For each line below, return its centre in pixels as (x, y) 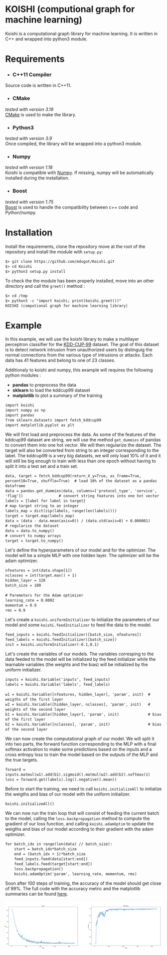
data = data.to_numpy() (30, 531)
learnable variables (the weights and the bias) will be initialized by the (77, 665)
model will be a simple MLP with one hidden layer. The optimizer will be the (82, 556)
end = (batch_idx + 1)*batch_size (50, 854)
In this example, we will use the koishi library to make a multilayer (72, 339)
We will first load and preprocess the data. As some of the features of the (81, 434)
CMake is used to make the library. (41, 114)
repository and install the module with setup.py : (54, 252)
